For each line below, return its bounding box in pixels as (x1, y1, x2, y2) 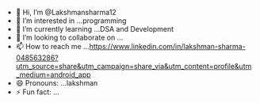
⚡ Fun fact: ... (15, 87, 59, 97)
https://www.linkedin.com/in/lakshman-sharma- (89, 42, 246, 51)
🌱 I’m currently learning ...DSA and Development (15, 25, 174, 33)
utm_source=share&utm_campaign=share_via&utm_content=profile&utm (15, 62, 252, 71)
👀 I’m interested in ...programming (15, 16, 127, 25)
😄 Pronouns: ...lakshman (15, 78, 98, 87)
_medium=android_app (15, 70, 91, 79)
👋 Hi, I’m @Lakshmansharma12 (15, 8, 117, 17)
